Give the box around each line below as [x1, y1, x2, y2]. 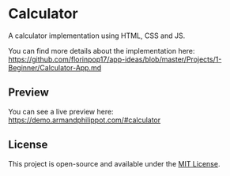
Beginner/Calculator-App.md [8, 62, 102, 72]
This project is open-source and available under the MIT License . [8, 159, 221, 168]
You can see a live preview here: [8, 107, 114, 116]
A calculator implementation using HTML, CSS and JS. [8, 31, 186, 40]
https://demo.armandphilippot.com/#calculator [8, 115, 161, 125]
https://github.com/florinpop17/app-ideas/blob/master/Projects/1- [8, 54, 222, 64]
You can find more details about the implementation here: [8, 46, 195, 55]
